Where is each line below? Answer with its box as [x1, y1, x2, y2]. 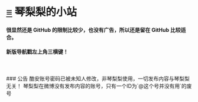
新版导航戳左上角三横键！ [6, 48, 69, 55]
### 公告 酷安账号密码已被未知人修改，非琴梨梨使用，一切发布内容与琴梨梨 [6, 75, 190, 82]
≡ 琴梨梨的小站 [6, 5, 77, 19]
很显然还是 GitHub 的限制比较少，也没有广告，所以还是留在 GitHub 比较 [6, 26, 181, 33]
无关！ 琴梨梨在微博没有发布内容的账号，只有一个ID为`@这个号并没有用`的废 [6, 82, 192, 89]
